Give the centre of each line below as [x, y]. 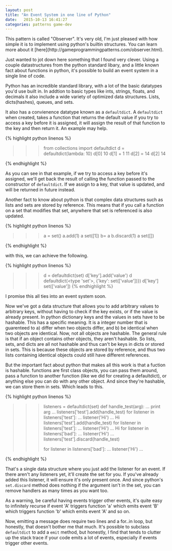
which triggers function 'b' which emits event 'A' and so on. [68, 512]
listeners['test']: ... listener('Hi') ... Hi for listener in [96, 428]
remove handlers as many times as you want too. [57, 491]
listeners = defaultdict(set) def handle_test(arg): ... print [102, 407]
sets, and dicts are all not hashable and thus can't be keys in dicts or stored [85, 344]
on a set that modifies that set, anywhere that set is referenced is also [79, 211]
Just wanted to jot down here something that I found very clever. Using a [82, 60]
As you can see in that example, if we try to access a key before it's [77, 173]
